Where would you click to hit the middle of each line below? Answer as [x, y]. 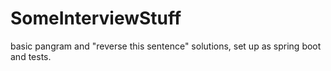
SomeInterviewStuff [96, 18]
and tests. [31, 56]
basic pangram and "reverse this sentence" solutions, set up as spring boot [166, 46]
